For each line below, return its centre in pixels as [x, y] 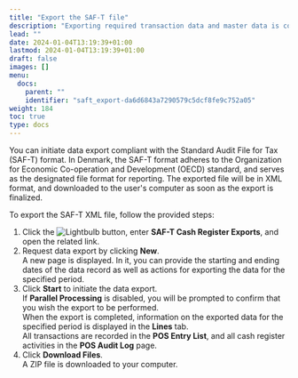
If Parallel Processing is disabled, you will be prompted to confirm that [151, 298]
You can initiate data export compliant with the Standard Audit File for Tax [144, 150]
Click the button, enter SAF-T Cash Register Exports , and [150, 232]
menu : [19, 76]
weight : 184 [31, 109]
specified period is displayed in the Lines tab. [105, 326]
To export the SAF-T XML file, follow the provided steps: [112, 215]
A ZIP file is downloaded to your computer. [100, 364]
